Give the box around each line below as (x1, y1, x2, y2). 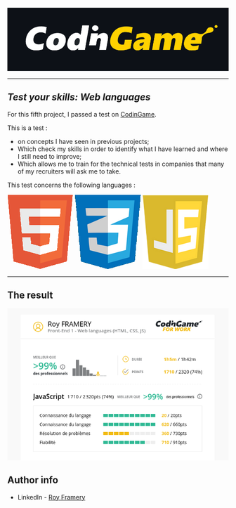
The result (7, 289, 53, 301)
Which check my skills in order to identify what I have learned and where (17, 145, 228, 153)
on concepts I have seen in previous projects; (17, 137, 150, 145)
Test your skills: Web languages (7, 91, 151, 103)
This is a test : (7, 124, 48, 132)
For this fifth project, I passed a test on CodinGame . (7, 110, 157, 118)
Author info (7, 474, 58, 486)
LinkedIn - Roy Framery (17, 493, 86, 501)
